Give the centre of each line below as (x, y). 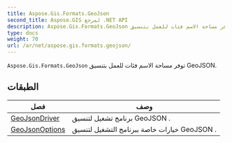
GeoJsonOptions (38, 129)
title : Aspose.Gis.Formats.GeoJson (58, 13)
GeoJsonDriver (35, 118)
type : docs (23, 33)
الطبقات (23, 87)
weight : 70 (23, 39)
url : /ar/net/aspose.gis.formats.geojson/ (69, 46)
